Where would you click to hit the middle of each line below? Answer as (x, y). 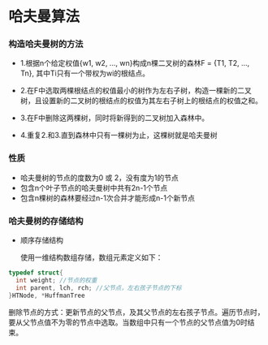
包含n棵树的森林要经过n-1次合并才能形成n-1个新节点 (107, 198)
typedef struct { (36, 273)
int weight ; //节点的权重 (56, 280)
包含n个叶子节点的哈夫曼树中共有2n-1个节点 (94, 188)
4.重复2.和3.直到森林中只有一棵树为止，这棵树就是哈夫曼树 (119, 136)
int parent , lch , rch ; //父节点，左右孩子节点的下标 (99, 288)
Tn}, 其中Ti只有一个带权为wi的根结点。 (85, 73)
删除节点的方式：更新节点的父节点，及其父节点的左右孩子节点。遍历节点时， (136, 312)
